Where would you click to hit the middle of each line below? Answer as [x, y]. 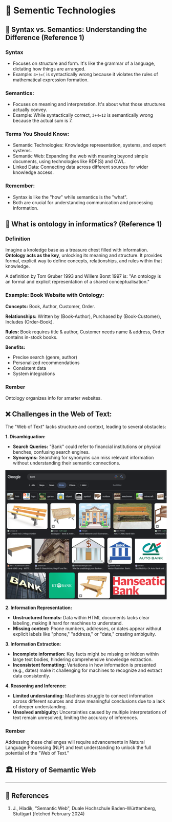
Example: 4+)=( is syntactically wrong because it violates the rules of [85, 74]
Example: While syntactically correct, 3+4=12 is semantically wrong [83, 115]
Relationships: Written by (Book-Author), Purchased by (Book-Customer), [83, 316]
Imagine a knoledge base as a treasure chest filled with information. [77, 250]
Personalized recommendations [46, 363]
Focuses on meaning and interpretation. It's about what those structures [89, 104]
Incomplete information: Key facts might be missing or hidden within [86, 654]
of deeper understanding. [40, 706]
